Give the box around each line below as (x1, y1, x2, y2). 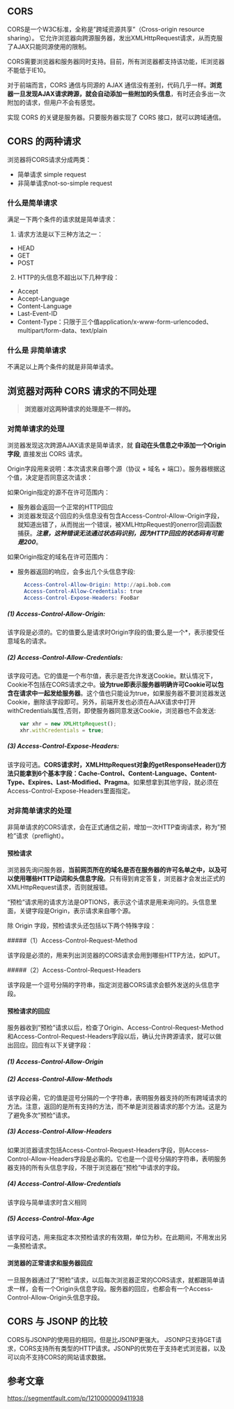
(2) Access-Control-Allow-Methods (7, 1075, 113, 1083)
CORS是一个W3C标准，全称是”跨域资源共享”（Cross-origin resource (7, 24, 205, 33)
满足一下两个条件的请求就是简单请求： (7, 215, 117, 223)
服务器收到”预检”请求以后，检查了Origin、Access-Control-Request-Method (7, 1023, 224, 1032)
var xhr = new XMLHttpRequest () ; (19, 720, 117, 728)
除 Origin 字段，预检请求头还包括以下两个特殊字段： (7, 921, 157, 930)
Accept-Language (17, 294, 70, 303)
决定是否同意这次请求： (25, 474, 93, 482)
